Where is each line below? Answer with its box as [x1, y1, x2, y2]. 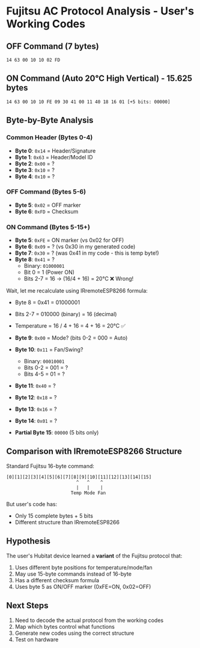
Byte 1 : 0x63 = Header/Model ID [14, 153, 93, 160]
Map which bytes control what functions [14, 623, 115, 630]
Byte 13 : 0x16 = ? [14, 405, 57, 413]
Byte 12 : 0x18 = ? [14, 394, 57, 401]
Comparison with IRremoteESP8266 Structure [6, 446, 182, 457]
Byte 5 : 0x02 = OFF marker [14, 201, 81, 209]
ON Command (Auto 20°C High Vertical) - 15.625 [6, 74, 192, 84]
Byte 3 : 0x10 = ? [14, 166, 55, 173]
